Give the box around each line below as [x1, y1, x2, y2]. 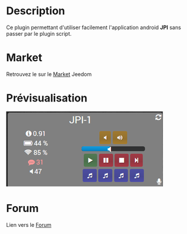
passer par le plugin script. [6, 30, 72, 37]
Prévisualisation [6, 91, 88, 105]
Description [6, 4, 65, 18]
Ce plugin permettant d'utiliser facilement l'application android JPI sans [6, 24, 181, 31]
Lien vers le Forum [6, 221, 52, 228]
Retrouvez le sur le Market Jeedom [6, 70, 92, 78]
